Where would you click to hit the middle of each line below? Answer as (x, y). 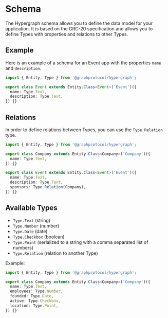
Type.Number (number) (36, 226)
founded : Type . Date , (32, 296)
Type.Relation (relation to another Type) (55, 253)
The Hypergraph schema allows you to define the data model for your (79, 23)
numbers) (23, 248)
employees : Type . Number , (36, 291)
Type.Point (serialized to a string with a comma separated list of (80, 242)
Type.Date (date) (30, 231)
